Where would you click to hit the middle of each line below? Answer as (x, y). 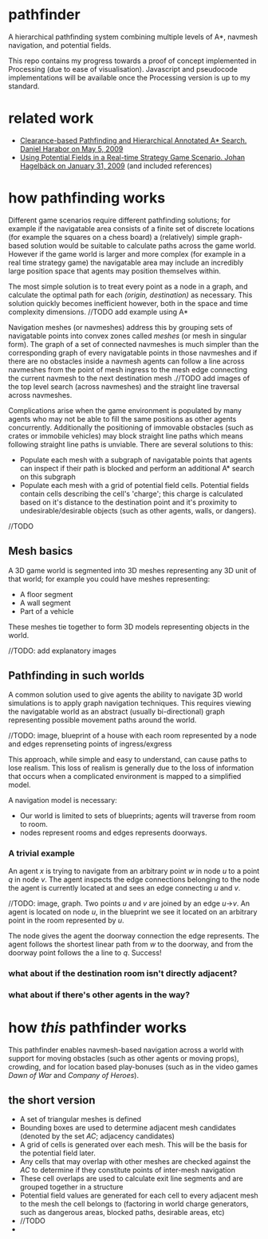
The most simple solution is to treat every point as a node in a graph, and (128, 286)
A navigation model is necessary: (63, 800)
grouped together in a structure (71, 1187)
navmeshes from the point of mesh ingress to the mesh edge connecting (128, 369)
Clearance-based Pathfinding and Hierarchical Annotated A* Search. (133, 140)
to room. (33, 824)
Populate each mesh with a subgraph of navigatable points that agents (136, 459)
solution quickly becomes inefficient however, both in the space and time (128, 303)
